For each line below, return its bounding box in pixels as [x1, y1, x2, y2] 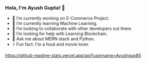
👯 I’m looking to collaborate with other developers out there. [12, 26, 132, 31]
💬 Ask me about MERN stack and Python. [12, 36, 95, 42]
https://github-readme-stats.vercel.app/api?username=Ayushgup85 [5, 53, 141, 59]
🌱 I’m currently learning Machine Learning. [12, 20, 98, 26]
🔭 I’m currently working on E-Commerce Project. [12, 16, 109, 21]
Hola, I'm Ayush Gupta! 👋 [5, 4, 65, 11]
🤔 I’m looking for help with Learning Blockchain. [12, 31, 108, 37]
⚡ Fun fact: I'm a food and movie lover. [12, 41, 90, 47]
